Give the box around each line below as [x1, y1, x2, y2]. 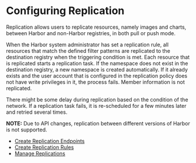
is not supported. [6, 126, 47, 133]
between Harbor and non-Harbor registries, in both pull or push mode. [6, 29, 176, 36]
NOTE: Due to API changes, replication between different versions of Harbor [6, 120, 190, 127]
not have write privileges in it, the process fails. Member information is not [6, 78, 185, 86]
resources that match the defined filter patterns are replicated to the [6, 47, 171, 54]
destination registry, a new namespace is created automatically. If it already [6, 66, 188, 73]
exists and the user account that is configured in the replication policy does [6, 72, 188, 79]
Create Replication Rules [14, 144, 74, 151]
